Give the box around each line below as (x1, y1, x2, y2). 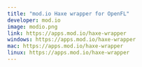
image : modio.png (7, 23, 58, 30)
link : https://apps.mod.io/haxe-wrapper (7, 29, 127, 37)
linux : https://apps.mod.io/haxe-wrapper (7, 50, 130, 57)
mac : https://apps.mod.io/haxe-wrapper (7, 43, 124, 50)
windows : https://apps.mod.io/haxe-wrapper (7, 36, 136, 43)
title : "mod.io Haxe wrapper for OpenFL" (7, 10, 130, 17)
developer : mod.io (7, 17, 61, 24)
